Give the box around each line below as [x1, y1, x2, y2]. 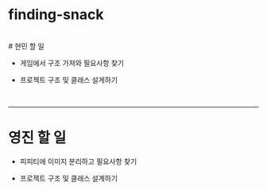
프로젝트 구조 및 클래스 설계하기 [19, 173, 118, 183]
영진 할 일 [8, 129, 67, 147]
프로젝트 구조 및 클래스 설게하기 [19, 75, 118, 84]
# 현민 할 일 [8, 41, 45, 51]
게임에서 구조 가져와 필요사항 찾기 [19, 58, 125, 68]
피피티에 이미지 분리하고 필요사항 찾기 [19, 157, 137, 166]
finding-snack [8, 6, 104, 24]
